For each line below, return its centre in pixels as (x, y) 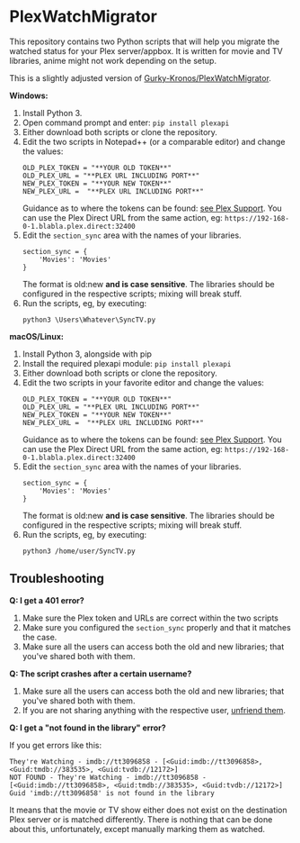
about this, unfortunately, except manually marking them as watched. (137, 829)
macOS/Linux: (37, 336)
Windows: (29, 95)
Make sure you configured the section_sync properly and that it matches (157, 627)
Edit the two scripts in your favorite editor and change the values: (143, 382)
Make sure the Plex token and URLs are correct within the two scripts (150, 618)
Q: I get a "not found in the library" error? (88, 728)
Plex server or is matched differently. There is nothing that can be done (141, 819)
